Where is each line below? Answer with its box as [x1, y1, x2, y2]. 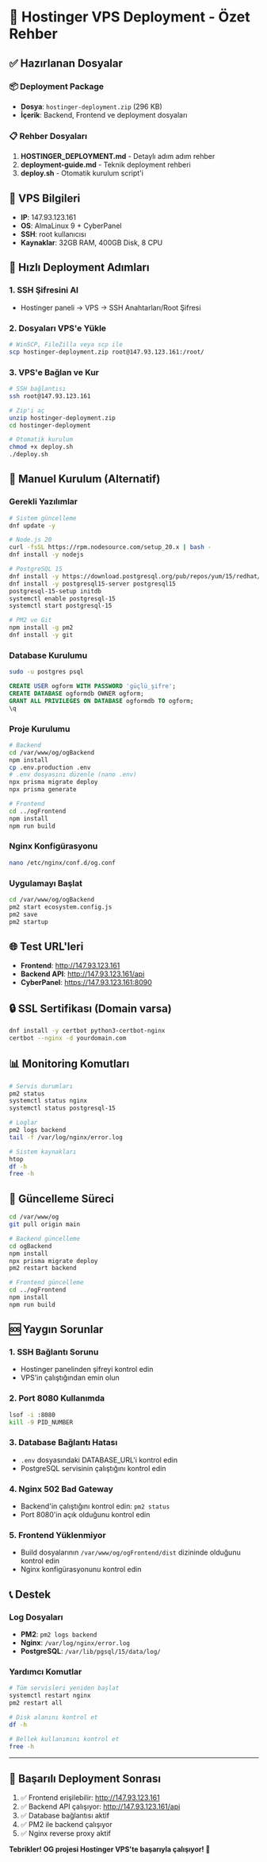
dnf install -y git [9, 632, 74, 639]
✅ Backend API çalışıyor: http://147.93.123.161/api [20, 1802, 181, 1811]
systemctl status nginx [9, 1097, 88, 1105]
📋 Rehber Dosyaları [9, 130, 88, 141]
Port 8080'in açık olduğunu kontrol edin [20, 1510, 151, 1520]
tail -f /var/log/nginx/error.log [9, 1133, 124, 1142]
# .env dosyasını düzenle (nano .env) [9, 771, 137, 778]
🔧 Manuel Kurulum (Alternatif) [9, 473, 161, 486]
